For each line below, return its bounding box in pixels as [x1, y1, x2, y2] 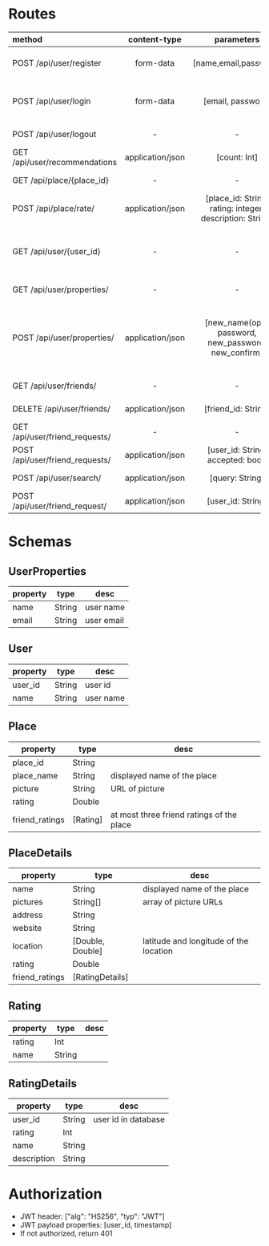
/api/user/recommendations [12, 156, 118, 168]
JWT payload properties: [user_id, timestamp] [19, 1220, 172, 1229]
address [12, 909, 43, 920]
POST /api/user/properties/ [12, 332, 114, 343]
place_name [12, 770, 58, 781]
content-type [127, 34, 182, 45]
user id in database [93, 1114, 166, 1125]
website [12, 923, 42, 934]
